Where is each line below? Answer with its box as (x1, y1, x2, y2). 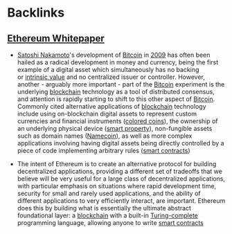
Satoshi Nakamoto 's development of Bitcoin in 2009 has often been (17, 51, 211, 59)
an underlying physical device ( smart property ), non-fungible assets (17, 125, 213, 132)
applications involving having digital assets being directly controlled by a (17, 139, 224, 147)
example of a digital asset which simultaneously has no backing (17, 66, 199, 73)
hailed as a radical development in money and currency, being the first (17, 58, 219, 66)
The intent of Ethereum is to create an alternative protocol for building (17, 160, 217, 168)
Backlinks (7, 5, 65, 21)
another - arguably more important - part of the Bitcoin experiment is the (17, 80, 225, 88)
